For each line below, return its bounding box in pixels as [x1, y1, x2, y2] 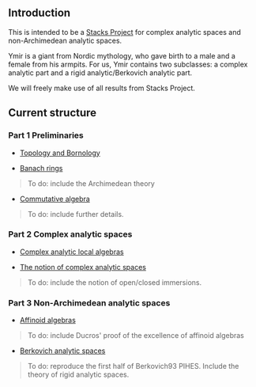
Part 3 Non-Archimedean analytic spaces [8, 297, 171, 308]
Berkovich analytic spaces [19, 346, 106, 355]
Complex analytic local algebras [19, 247, 124, 256]
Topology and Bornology [19, 148, 100, 157]
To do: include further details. [27, 209, 124, 218]
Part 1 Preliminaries [8, 130, 85, 141]
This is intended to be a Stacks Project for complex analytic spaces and [8, 27, 241, 36]
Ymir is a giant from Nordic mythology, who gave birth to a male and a [8, 51, 235, 60]
